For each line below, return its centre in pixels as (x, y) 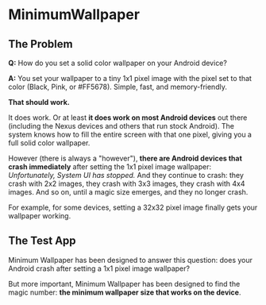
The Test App (42, 241)
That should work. (39, 102)
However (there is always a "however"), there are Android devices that (125, 158)
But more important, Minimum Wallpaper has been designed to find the (124, 284)
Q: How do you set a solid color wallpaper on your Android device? (118, 63)
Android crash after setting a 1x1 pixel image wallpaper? (99, 268)
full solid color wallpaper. (49, 143)
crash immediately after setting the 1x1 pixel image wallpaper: (110, 167)
